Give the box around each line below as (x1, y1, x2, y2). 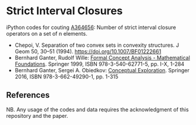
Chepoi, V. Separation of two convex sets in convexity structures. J (14, 41, 179, 49)
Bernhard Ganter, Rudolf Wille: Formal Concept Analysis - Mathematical (14, 54, 190, 61)
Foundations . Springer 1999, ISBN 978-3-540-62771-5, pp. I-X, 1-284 (14, 60, 185, 68)
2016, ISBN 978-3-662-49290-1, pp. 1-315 (14, 73, 119, 80)
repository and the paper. (6, 112, 68, 119)
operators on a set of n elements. (6, 30, 88, 37)
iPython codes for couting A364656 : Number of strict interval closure (6, 24, 176, 31)
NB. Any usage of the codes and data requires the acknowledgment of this (6, 105, 189, 113)
